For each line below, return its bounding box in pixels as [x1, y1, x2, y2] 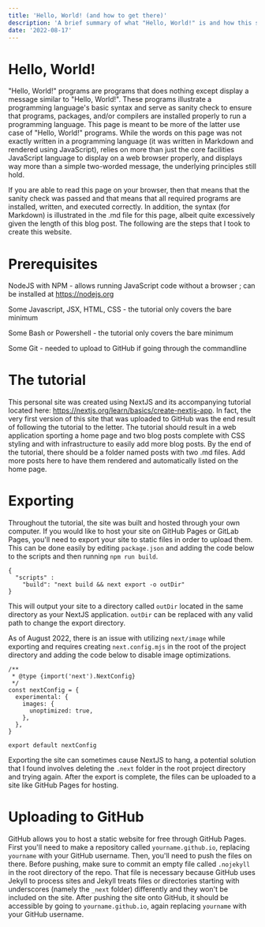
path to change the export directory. [8, 619, 126, 628]
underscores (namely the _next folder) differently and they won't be [8, 884, 229, 894]
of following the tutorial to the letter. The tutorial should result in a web [8, 423, 237, 432]
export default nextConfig [8, 742, 97, 749]
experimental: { [15, 693, 69, 701]
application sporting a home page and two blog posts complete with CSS [8, 431, 246, 440]
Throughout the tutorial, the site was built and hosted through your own [8, 518, 241, 528]
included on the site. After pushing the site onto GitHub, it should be [8, 893, 229, 903]
